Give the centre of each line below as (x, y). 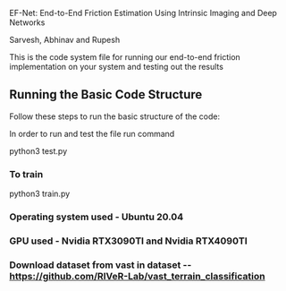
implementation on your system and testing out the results (116, 67)
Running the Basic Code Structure (106, 94)
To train (26, 174)
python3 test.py (38, 150)
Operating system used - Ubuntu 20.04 (97, 217)
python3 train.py (40, 194)
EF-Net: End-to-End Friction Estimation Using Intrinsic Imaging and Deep (143, 13)
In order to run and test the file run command (92, 133)
